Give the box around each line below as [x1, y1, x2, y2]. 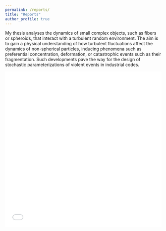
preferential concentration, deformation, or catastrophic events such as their [5, 51, 162, 57]
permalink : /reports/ [5, 7, 50, 12]
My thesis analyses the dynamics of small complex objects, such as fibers [5, 30, 157, 36]
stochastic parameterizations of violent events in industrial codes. [5, 62, 140, 68]
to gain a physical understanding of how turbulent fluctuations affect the [5, 41, 153, 47]
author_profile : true [5, 16, 50, 21]
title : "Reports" [5, 12, 41, 17]
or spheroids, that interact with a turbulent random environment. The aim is [5, 35, 159, 41]
